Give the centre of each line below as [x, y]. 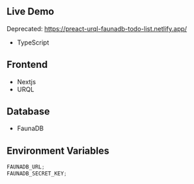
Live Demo [30, 12]
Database [28, 111]
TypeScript [33, 42]
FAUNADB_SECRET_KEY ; [37, 174]
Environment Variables [58, 150]
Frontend [27, 65]
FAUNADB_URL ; [26, 167]
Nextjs [26, 81]
